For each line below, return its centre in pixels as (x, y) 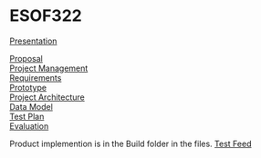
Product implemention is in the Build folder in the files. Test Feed (130, 143)
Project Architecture (47, 97)
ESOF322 (46, 16)
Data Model (31, 106)
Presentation (33, 41)
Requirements (36, 77)
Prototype (28, 87)
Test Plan (27, 116)
